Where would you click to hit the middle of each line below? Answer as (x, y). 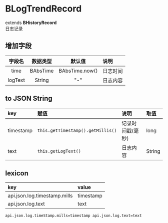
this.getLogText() (59, 151)
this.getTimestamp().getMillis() (77, 130)
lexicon (17, 173)
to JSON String (29, 98)
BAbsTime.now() (78, 71)
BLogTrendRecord (43, 9)
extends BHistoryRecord (31, 23)
